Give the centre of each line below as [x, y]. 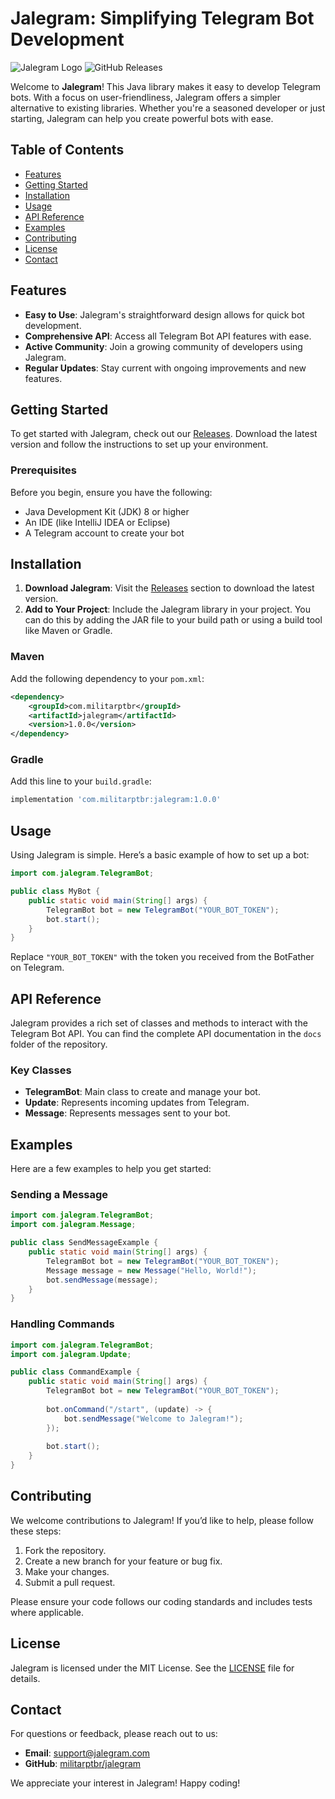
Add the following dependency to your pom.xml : [107, 678]
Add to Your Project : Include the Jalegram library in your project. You [168, 609]
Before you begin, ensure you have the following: [111, 492]
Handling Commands [62, 1324]
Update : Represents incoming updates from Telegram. [137, 1103]
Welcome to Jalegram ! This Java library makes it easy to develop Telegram [166, 86]
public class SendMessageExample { [84, 1243]
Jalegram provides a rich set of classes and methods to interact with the [159, 1023]
